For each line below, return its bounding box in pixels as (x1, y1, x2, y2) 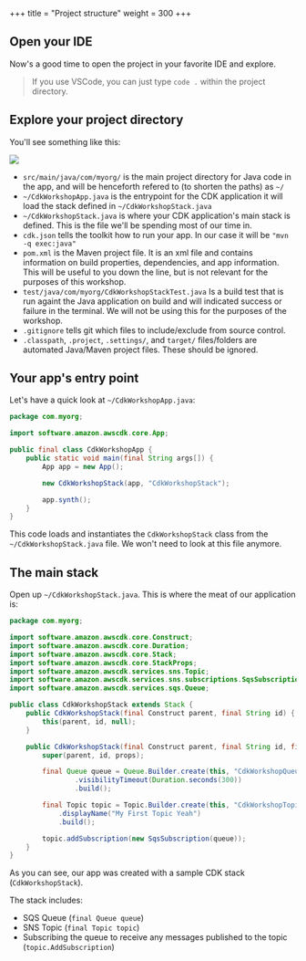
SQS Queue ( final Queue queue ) (22, 913, 144, 924)
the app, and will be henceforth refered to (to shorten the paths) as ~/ (22, 181, 285, 192)
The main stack (9, 565, 98, 580)
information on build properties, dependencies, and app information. (22, 256, 280, 267)
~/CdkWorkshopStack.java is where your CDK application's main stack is (22, 210, 291, 221)
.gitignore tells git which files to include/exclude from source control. (22, 324, 286, 336)
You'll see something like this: (9, 136, 121, 147)
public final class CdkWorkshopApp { (9, 445, 153, 454)
